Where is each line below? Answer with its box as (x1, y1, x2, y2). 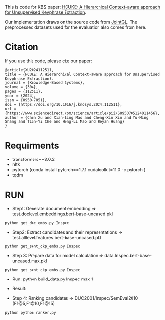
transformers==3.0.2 (12, 156, 55, 162)
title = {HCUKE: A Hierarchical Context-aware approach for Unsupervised (5, 72, 160, 77)
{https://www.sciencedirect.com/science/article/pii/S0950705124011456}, (5, 111, 160, 116)
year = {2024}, (5, 93, 36, 98)
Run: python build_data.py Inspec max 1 (12, 276, 93, 282)
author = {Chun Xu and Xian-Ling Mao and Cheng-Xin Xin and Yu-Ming (5, 115, 149, 120)
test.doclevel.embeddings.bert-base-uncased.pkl (12, 211, 113, 217)
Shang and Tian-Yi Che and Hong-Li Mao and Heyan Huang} (5, 119, 125, 124)
